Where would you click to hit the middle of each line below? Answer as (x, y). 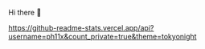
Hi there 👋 (25, 12)
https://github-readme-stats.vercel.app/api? (81, 28)
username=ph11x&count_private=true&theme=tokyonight (102, 37)
